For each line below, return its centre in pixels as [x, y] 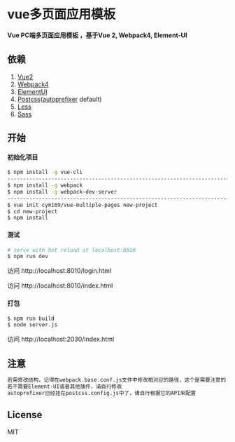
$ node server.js [33, 325]
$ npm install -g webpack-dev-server [62, 192]
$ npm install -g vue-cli [45, 173]
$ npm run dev [28, 257]
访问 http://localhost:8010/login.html [59, 271]
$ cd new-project [33, 211]
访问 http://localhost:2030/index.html [61, 339]
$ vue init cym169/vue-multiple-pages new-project [83, 205]
